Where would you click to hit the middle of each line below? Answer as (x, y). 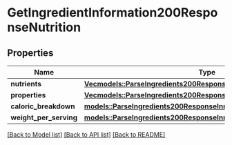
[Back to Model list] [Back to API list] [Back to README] (86, 135)
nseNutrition (44, 27)
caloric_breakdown (43, 106)
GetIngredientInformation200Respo (113, 13)
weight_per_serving (44, 117)
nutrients (26, 84)
